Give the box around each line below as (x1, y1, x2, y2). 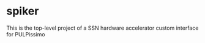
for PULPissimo (6, 30, 45, 38)
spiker (6, 4, 39, 18)
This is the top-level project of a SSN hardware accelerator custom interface (6, 24, 199, 31)
